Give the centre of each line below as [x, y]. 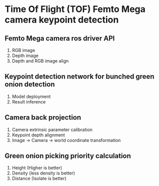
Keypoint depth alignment [38, 135]
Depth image [25, 55]
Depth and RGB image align [40, 61]
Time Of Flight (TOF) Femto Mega [75, 9]
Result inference [29, 101]
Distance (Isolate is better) [39, 178]
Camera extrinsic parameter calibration [52, 129]
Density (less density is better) [43, 173]
